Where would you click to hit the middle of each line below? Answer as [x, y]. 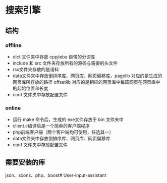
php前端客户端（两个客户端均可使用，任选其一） [63, 132]
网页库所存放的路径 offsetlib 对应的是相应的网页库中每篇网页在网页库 [84, 82]
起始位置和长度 [33, 88]
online [13, 108]
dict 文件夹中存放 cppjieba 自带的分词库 [54, 56]
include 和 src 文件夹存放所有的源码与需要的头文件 [65, 63]
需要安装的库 [25, 162]
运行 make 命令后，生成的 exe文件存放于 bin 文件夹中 [68, 119]
